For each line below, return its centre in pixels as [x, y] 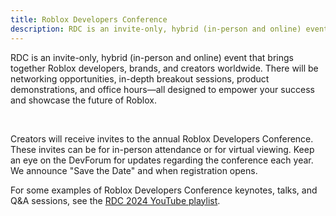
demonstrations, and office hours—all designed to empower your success [162, 89]
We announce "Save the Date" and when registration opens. [134, 170]
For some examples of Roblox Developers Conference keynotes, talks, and [164, 190]
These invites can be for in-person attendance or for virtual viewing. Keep [162, 149]
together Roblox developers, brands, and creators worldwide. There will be [164, 68]
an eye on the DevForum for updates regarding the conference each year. [162, 160]
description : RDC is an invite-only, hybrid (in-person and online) [156, 29]
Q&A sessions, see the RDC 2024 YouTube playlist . [115, 200]
